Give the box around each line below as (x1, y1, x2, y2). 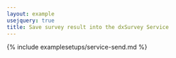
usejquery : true (6, 17, 55, 24)
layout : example (6, 10, 55, 18)
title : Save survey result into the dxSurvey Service (6, 23, 170, 30)
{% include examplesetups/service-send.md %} (6, 43, 148, 52)
